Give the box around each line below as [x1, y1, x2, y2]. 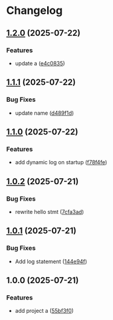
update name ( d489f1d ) [15, 109, 74, 116]
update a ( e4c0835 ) [15, 59, 65, 67]
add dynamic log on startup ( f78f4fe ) [15, 159, 108, 166]
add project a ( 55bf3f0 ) [15, 307, 74, 315]
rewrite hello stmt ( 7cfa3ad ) [15, 208, 85, 215]
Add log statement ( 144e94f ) [15, 258, 88, 265]
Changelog [6, 4, 63, 18]
